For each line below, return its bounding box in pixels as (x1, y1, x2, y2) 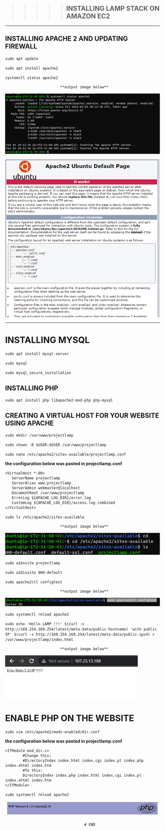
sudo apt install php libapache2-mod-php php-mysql (5, 398, 113, 403)
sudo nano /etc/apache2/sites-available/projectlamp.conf (5, 452, 126, 457)
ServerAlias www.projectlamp (11, 480, 71, 486)
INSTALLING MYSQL (5, 334, 90, 346)
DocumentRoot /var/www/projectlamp (11, 490, 84, 496)
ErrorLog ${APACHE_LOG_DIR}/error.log (11, 495, 91, 501)
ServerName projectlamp (11, 476, 60, 481)
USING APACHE (5, 419, 54, 427)
